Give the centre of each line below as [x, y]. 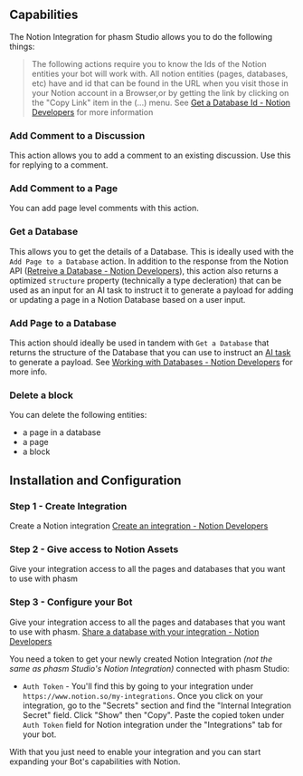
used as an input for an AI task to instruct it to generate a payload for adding [151, 290]
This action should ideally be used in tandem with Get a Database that [139, 343]
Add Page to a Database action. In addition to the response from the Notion [149, 261]
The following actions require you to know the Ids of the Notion [149, 63]
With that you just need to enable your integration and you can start [135, 752]
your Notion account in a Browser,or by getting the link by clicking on [160, 92]
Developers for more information [92, 112]
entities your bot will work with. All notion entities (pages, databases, [160, 73]
